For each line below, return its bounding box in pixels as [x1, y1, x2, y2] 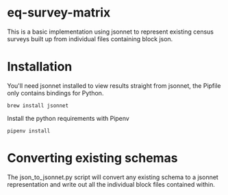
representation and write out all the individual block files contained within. [7, 180, 216, 188]
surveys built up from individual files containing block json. [7, 34, 173, 43]
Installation [7, 59, 73, 75]
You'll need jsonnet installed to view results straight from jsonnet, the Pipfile [7, 81, 221, 90]
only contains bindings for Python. [7, 89, 104, 97]
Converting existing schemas [7, 150, 178, 166]
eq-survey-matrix [7, 5, 111, 21]
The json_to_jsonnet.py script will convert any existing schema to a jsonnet [7, 173, 219, 181]
